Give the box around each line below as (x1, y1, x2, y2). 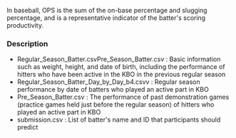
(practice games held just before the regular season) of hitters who (16, 100, 215, 109)
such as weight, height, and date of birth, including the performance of (16, 63, 225, 71)
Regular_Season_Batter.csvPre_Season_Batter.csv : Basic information (16, 55, 221, 63)
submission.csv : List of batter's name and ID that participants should (16, 115, 221, 124)
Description (6, 38, 48, 48)
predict (16, 123, 39, 132)
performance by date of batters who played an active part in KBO (16, 85, 210, 94)
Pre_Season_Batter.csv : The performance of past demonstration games (16, 92, 230, 102)
